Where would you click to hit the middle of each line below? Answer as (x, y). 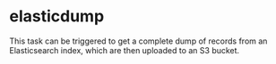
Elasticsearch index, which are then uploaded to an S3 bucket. (125, 50)
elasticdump (57, 16)
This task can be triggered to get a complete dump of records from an (138, 41)
